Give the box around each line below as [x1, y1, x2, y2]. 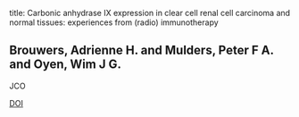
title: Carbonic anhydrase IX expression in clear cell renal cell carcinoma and [9, 8, 291, 18]
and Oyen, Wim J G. [9, 57, 122, 72]
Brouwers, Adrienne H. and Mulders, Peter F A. [9, 43, 274, 58]
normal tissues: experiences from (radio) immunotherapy [9, 17, 219, 28]
